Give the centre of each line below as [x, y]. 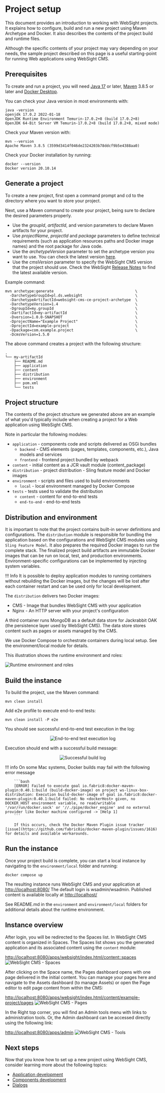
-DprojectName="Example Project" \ [74, 321]
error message [20, 772]
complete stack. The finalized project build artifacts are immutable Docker [80, 550]
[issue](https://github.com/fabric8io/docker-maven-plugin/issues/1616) [81, 829]
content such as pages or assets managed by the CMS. [61, 631]
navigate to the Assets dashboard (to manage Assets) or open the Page [78, 982]
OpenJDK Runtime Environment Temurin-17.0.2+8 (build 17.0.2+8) [72, 119]
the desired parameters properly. [39, 215]
